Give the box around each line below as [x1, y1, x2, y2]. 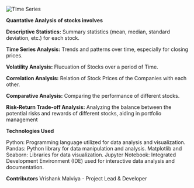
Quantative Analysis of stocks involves [6, 17, 103, 23]
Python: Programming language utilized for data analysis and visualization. [6, 139, 186, 146]
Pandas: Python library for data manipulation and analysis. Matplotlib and [6, 145, 182, 152]
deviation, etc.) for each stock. [6, 35, 80, 41]
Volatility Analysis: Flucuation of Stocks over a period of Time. [6, 63, 159, 70]
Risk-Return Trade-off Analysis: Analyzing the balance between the [6, 104, 172, 111]
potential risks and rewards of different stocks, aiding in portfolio [6, 110, 162, 117]
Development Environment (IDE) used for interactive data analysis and [6, 158, 175, 164]
